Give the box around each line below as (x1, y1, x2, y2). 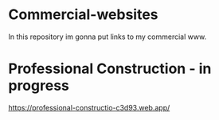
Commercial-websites (8, 6, 158, 24)
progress (8, 77, 69, 95)
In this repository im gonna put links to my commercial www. (8, 32, 207, 41)
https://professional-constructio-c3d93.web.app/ (8, 103, 170, 112)
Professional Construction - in (8, 60, 212, 78)
